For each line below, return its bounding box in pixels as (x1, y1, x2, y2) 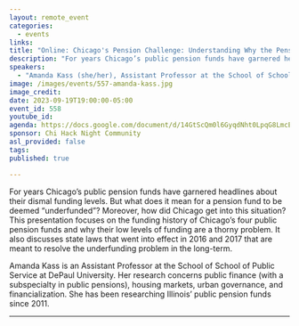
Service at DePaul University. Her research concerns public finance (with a (9, 269, 284, 281)
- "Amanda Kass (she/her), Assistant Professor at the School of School (17, 71, 293, 80)
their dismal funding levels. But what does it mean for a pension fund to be (9, 195, 283, 206)
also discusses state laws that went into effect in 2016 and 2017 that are (9, 233, 273, 244)
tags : (9, 145, 29, 154)
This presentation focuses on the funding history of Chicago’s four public (9, 215, 278, 225)
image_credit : (9, 87, 62, 96)
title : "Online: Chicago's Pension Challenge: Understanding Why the (9, 46, 273, 55)
